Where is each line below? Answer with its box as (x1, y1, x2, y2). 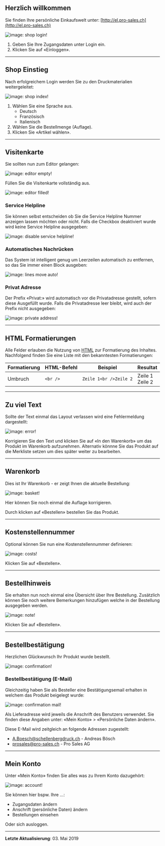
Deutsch (19, 108, 37, 114)
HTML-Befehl (45, 364, 78, 371)
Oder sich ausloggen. (5, 821, 49, 827)
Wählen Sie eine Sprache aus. (12, 103, 73, 109)
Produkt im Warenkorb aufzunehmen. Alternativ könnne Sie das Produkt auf (5, 443, 159, 449)
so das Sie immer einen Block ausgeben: (5, 262, 87, 268)
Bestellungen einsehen (12, 812, 59, 818)
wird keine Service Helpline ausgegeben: (5, 224, 88, 230)
